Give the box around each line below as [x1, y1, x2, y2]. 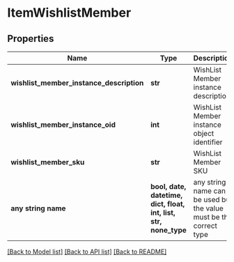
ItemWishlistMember [7, 5, 132, 21]
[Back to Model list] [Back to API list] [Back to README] [7, 247, 167, 256]
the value [193, 203, 224, 213]
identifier [193, 137, 223, 147]
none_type [150, 225, 187, 235]
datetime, [150, 190, 183, 200]
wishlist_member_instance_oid [10, 120, 116, 130]
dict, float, [150, 199, 185, 208]
